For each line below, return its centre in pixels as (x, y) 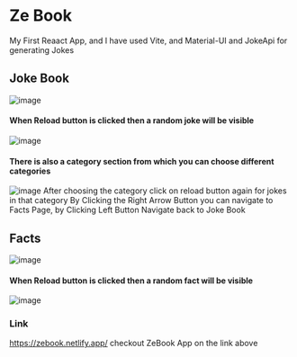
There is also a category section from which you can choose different (142, 161)
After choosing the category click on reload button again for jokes (165, 191)
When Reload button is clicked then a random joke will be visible (132, 120)
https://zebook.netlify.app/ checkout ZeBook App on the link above (134, 344)
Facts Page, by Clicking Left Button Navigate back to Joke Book (127, 210)
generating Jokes (42, 49)
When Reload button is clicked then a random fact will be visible (131, 281)
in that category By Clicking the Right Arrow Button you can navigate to (141, 201)
